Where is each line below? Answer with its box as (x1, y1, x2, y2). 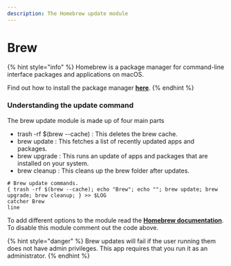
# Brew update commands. (7, 180, 79, 187)
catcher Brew (7, 198, 45, 205)
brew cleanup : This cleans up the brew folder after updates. (17, 167, 190, 175)
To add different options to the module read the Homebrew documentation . (7, 216, 224, 225)
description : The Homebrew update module (7, 10, 129, 17)
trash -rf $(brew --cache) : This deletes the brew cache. (17, 129, 178, 138)
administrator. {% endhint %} (7, 251, 90, 260)
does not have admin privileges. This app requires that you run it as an (7, 244, 208, 252)
